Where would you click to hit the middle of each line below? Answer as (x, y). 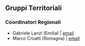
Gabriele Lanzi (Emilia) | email (43, 33)
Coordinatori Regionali (33, 22)
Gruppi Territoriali (33, 8)
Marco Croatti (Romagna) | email (46, 38)
